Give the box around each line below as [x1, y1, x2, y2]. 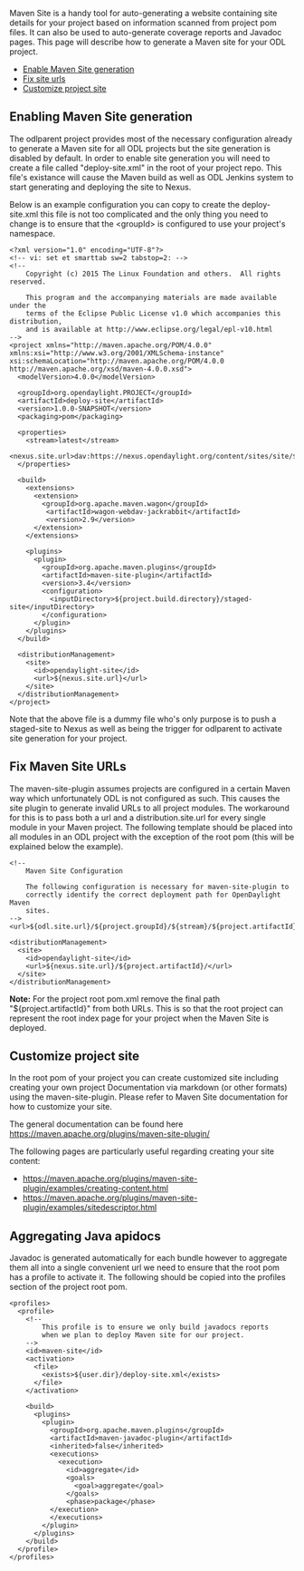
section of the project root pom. [9, 1282, 128, 1293]
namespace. [9, 228, 56, 238]
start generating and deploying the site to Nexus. [9, 181, 192, 192]
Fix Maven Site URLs [9, 759, 127, 774]
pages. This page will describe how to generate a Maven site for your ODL [9, 36, 287, 47]
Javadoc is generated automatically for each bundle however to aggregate [9, 1253, 288, 1264]
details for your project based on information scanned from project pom [9, 17, 278, 28]
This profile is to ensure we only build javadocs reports [42, 1323, 270, 1332]
